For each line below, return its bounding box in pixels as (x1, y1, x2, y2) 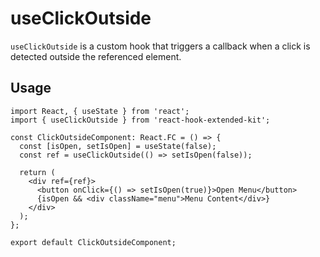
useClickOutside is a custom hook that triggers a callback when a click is (10, 40, 311, 52)
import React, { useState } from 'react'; (10, 106, 190, 116)
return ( (19, 167, 56, 177)
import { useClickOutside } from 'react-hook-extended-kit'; (10, 115, 271, 125)
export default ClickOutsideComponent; (10, 237, 177, 247)
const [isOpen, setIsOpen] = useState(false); (19, 141, 217, 151)
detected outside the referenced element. (10, 50, 182, 62)
